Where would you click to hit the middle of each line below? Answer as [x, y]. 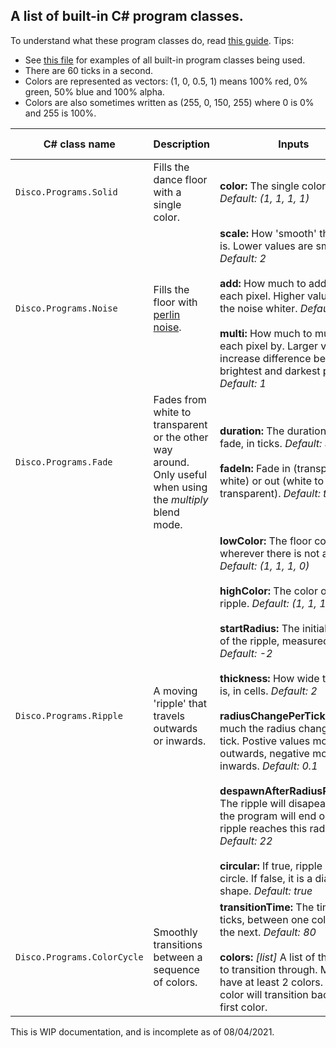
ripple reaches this [263, 828]
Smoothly [175, 932]
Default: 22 [246, 841]
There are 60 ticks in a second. [89, 70]
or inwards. [180, 741]
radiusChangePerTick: [274, 716]
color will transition [264, 994]
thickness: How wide [269, 678]
